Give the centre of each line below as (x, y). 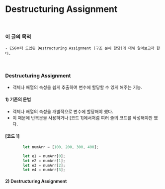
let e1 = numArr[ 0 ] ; (44, 156)
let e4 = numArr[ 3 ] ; (44, 170)
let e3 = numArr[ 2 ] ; (44, 165)
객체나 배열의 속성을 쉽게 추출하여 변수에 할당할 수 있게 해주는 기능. (77, 87)
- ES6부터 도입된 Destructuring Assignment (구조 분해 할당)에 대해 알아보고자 (80, 48)
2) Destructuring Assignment (36, 181)
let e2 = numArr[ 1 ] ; (44, 161)
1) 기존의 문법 (18, 99)
